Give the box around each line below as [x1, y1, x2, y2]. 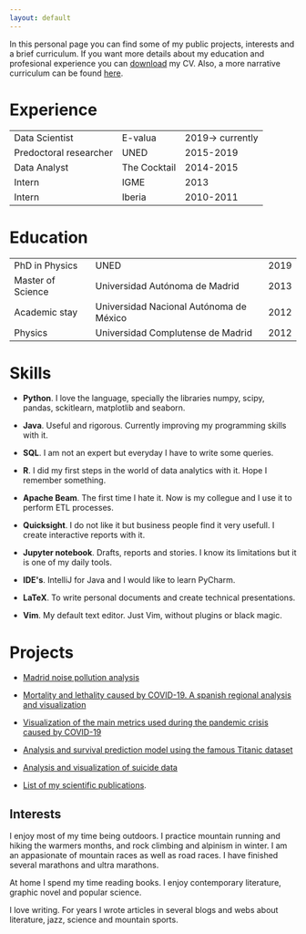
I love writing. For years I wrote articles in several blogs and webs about [9, 905, 279, 916]
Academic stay [14, 306, 78, 318]
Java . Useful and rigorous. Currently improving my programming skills [22, 420, 287, 431]
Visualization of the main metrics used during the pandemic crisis [22, 717, 269, 728]
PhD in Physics [14, 259, 78, 272]
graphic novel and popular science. [9, 887, 142, 898]
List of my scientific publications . [22, 780, 148, 791]
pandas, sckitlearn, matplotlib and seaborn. [22, 402, 186, 413]
